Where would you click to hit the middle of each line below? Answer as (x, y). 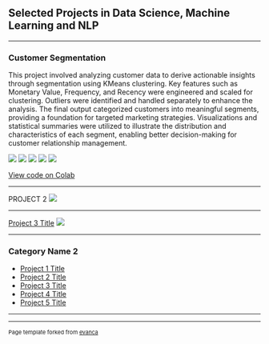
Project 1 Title (42, 269)
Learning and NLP (54, 26)
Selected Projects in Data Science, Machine (119, 13)
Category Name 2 (43, 251)
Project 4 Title (43, 294)
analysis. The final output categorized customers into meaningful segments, (134, 109)
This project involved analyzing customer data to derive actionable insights (132, 75)
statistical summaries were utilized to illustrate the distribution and (117, 126)
